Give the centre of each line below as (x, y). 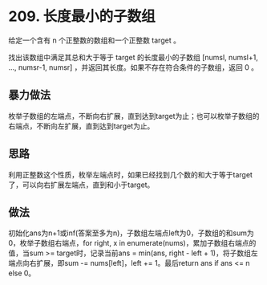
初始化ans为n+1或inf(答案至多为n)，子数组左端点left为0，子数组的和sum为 (131, 233)
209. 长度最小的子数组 (82, 16)
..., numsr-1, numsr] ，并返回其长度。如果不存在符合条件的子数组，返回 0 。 (133, 67)
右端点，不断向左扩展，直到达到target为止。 (81, 126)
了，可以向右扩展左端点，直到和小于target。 (81, 185)
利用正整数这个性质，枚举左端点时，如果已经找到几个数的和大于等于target (130, 174)
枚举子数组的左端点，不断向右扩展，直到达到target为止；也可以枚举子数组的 (134, 116)
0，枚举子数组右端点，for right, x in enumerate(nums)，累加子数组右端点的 (132, 243)
